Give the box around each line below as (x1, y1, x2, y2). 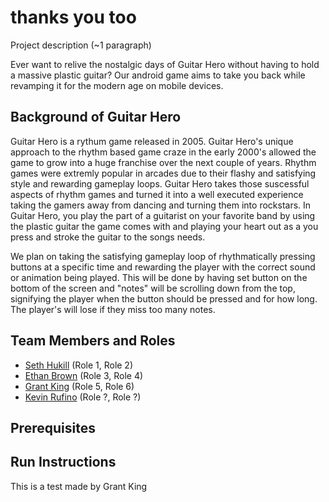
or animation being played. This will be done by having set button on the (10, 271, 308, 283)
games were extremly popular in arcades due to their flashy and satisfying (10, 167, 317, 179)
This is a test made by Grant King (10, 480, 148, 492)
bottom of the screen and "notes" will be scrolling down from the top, (10, 282, 296, 294)
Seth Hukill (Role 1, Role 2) (24, 359, 134, 371)
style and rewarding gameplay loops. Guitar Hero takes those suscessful (10, 177, 310, 190)
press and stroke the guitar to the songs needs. (10, 231, 206, 243)
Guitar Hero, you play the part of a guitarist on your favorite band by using (10, 209, 316, 221)
